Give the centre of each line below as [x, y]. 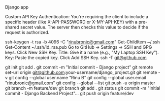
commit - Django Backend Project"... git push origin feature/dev [69, 93]
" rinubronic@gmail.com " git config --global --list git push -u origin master [80, 83]
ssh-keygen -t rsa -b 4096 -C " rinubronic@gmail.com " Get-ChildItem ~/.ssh [82, 42]
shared [12, 27]
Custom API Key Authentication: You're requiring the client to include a [77, 17]
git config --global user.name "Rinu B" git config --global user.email [77, 78]
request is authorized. [27, 32]
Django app [17, 7]
